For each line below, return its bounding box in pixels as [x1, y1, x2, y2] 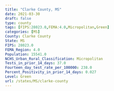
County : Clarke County [5, 34, 51, 39]
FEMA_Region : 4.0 [5, 47, 40, 52]
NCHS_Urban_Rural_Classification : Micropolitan [5, 56, 103, 61]
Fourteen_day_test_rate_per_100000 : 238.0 [5, 65, 92, 70]
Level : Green [5, 74, 32, 79]
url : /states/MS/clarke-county [5, 78, 68, 83]
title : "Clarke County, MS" [5, 7, 62, 12]
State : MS [5, 39, 25, 43]
